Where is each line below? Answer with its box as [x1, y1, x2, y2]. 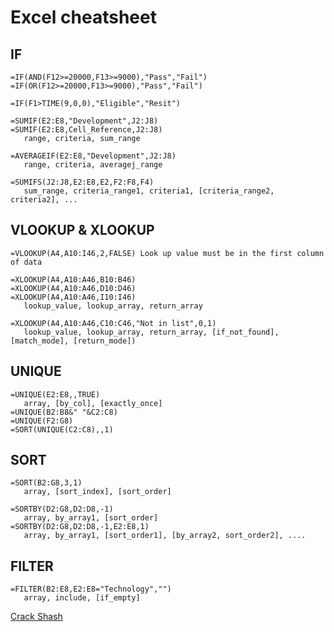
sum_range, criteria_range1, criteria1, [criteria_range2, [23, 186, 275, 196]
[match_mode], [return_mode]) [10, 336, 137, 346]
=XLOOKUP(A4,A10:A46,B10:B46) [10, 274, 137, 285]
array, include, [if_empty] [23, 593, 141, 603]
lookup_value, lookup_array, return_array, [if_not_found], [23, 327, 280, 337]
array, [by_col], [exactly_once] [23, 398, 163, 408]
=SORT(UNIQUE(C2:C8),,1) [10, 424, 114, 435]
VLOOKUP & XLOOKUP [10, 222, 155, 239]
